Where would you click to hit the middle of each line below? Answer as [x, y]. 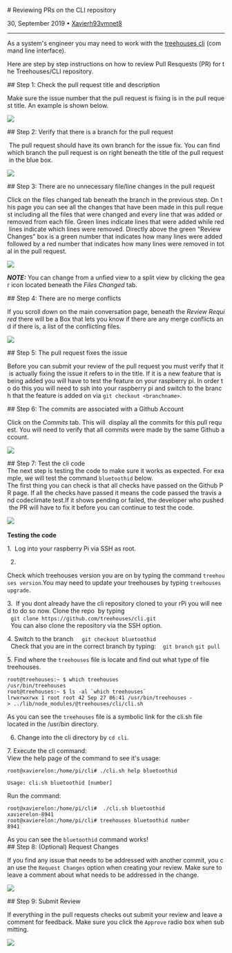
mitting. [18, 929]
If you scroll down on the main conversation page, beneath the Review [107, 312]
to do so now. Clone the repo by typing [69, 611]
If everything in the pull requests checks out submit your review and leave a [115, 915]
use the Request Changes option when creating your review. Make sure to [119, 868]
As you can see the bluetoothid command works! [78, 839]
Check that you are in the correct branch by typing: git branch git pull [115, 646]
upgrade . [19, 590]
